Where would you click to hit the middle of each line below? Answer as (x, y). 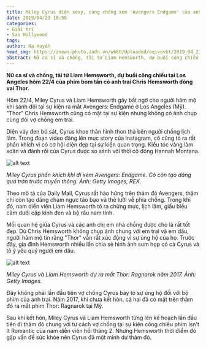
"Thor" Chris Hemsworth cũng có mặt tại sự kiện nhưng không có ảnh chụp (102, 113)
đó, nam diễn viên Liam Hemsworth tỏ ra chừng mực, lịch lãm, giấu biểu (97, 206)
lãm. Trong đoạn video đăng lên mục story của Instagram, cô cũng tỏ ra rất (101, 138)
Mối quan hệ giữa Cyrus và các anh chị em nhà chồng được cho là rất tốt (98, 224)
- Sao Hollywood (27, 35)
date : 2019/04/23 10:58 (37, 18)
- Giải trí (20, 29)
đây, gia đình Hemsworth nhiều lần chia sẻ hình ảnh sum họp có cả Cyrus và (103, 244)
